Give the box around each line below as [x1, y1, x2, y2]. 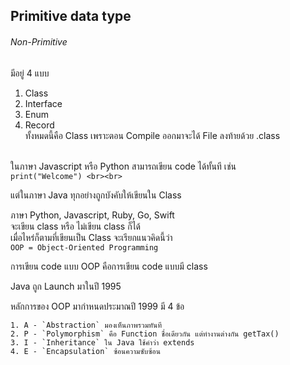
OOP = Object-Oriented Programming [10, 242, 159, 253]
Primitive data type [10, 8, 132, 25]
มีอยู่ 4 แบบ [10, 67, 50, 79]
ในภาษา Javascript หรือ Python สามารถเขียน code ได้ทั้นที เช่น [10, 160, 237, 172]
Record [24, 119, 55, 131]
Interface [24, 97, 63, 109]
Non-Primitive [10, 35, 68, 48]
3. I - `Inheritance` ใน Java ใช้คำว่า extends [10, 337, 195, 348]
